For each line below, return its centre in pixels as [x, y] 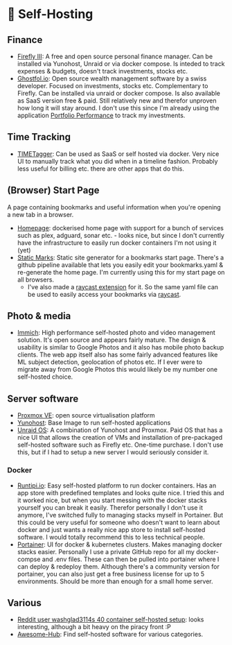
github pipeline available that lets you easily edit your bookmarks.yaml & [120, 265]
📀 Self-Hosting [50, 14]
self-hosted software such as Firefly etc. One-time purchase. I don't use [120, 445]
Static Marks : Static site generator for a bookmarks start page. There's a [121, 257]
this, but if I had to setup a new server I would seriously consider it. [113, 452]
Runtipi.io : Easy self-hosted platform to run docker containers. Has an [117, 485]
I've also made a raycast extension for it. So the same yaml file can [123, 286]
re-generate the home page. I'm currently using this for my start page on [121, 272]
